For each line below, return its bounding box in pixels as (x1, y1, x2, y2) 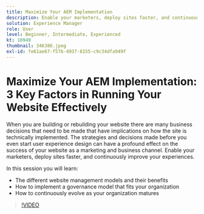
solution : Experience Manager (6, 20, 83, 26)
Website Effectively (6, 100, 107, 114)
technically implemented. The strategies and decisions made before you (6, 133, 187, 140)
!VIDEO (21, 201, 39, 209)
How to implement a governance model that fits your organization (15, 183, 180, 190)
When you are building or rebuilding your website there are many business (6, 120, 192, 128)
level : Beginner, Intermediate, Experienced (6, 32, 121, 38)
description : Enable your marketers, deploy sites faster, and (6, 15, 170, 21)
